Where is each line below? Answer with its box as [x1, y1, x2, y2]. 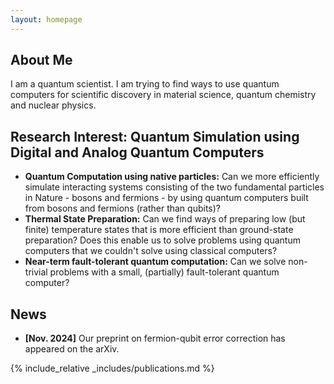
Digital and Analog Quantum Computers [10, 144, 265, 161]
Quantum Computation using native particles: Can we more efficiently [24, 171, 320, 183]
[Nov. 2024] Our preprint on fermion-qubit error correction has [24, 332, 286, 345]
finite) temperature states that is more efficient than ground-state [24, 224, 294, 236]
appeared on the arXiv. [24, 343, 120, 355]
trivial [24, 266, 48, 278]
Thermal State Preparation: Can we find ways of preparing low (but [24, 213, 306, 225]
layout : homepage [10, 14, 83, 25]
